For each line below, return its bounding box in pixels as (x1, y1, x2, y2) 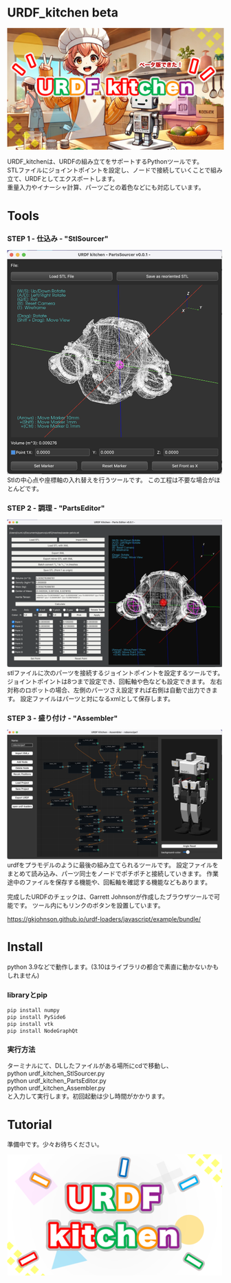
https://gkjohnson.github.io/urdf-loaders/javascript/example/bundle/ (7, 914, 201, 923)
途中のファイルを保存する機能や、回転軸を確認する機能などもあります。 (7, 878, 212, 886)
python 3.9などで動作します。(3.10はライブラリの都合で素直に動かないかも (7, 963, 219, 971)
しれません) (7, 971, 40, 979)
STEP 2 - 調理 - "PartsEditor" (7, 503, 105, 513)
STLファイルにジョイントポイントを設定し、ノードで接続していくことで (7, 166, 211, 175)
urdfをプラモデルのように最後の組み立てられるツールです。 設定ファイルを (7, 861, 219, 869)
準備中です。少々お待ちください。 (7, 1140, 103, 1149)
